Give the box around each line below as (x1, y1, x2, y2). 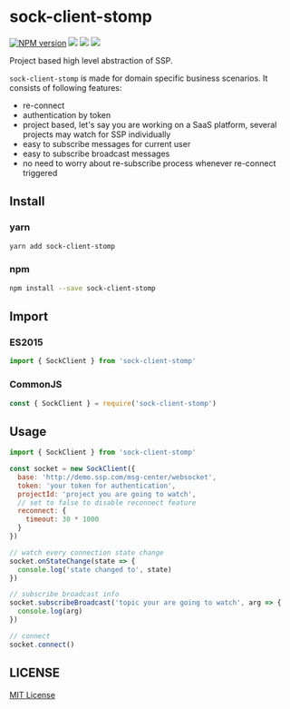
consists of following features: (9, 82, 122, 93)
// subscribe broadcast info (9, 590, 120, 599)
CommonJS (9, 379, 63, 391)
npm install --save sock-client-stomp (9, 283, 156, 292)
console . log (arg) (17, 606, 83, 616)
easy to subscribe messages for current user (22, 138, 191, 149)
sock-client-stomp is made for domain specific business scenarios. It (9, 73, 268, 84)
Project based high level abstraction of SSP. (9, 54, 173, 65)
